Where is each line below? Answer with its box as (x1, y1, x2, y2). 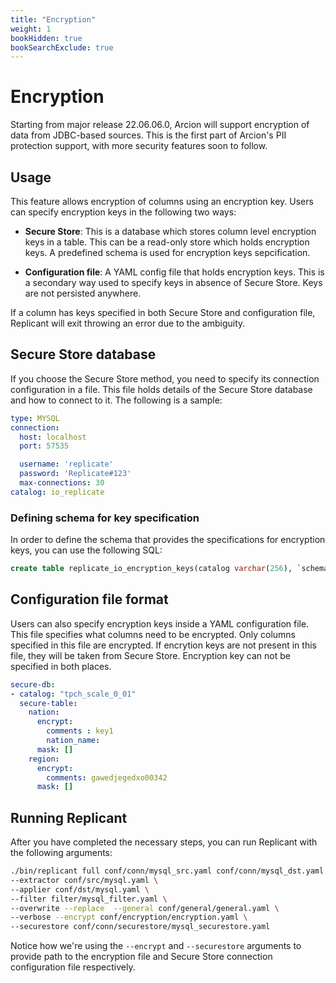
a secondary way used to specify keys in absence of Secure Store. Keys (24, 277, 323, 288)
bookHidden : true (10, 33, 83, 43)
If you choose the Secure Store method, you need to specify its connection (10, 372, 320, 385)
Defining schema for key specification (10, 511, 200, 525)
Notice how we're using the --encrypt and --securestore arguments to (10, 940, 302, 952)
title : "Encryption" (10, 14, 97, 25)
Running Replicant (10, 809, 128, 826)
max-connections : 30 (19, 478, 105, 488)
